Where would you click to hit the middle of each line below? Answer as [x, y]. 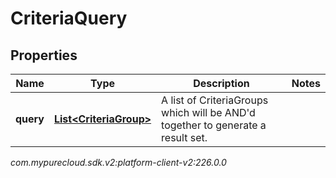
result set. [184, 137]
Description [221, 83]
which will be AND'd [208, 112]
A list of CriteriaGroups [215, 100]
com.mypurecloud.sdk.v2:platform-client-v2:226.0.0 [118, 162]
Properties [44, 55]
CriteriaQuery [69, 18]
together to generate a [214, 125]
